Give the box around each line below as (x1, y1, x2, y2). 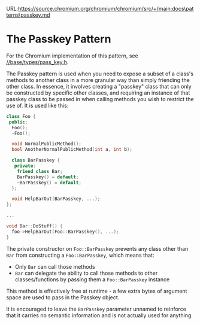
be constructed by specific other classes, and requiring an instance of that (6, 89, 190, 96)
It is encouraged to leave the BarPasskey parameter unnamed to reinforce (6, 305, 187, 312)
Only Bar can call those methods (14, 263, 95, 270)
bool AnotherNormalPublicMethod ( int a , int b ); (11, 147, 133, 153)
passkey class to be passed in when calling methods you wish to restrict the (6, 95, 195, 102)
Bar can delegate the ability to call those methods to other (14, 269, 158, 277)
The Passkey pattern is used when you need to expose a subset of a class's (6, 70, 193, 77)
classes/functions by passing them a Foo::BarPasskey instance (14, 275, 170, 283)
